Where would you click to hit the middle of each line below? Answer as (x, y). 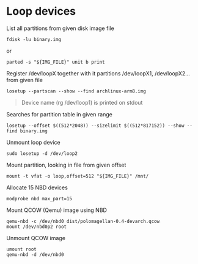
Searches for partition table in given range (60, 114)
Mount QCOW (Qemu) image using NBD (57, 210)
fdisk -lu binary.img (34, 39)
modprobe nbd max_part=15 (39, 198)
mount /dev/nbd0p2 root (37, 227)
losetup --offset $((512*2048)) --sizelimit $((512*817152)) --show (95, 126)
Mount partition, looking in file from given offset (66, 165)
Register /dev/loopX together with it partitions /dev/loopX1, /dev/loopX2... (98, 73)
